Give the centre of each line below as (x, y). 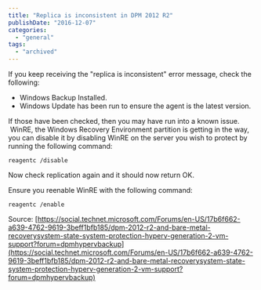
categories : (27, 30)
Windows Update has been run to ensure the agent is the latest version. (135, 106)
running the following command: (60, 146)
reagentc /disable (38, 161)
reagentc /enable (36, 205)
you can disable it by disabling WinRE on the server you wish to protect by (128, 138)
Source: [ (23, 219)
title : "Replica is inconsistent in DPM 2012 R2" (91, 15)
